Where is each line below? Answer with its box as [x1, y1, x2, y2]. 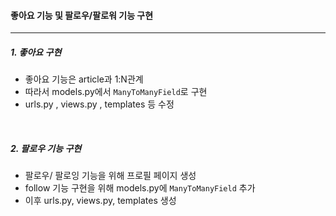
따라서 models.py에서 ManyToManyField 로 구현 [24, 86, 208, 98]
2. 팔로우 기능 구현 [10, 142, 82, 154]
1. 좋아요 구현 [10, 46, 62, 58]
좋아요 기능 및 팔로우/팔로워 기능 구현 [10, 9, 154, 21]
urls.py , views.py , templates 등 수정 [24, 98, 175, 110]
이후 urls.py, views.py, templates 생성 [24, 195, 177, 207]
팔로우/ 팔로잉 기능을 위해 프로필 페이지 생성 [24, 170, 197, 182]
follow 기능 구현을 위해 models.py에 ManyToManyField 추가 [24, 182, 256, 194]
